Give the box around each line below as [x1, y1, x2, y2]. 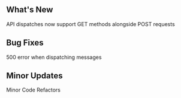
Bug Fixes [6, 38, 44, 48]
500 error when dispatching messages [6, 53, 102, 61]
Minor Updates [6, 71, 63, 81]
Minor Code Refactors [6, 86, 61, 94]
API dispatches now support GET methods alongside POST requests [6, 20, 175, 27]
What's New [6, 5, 53, 15]
